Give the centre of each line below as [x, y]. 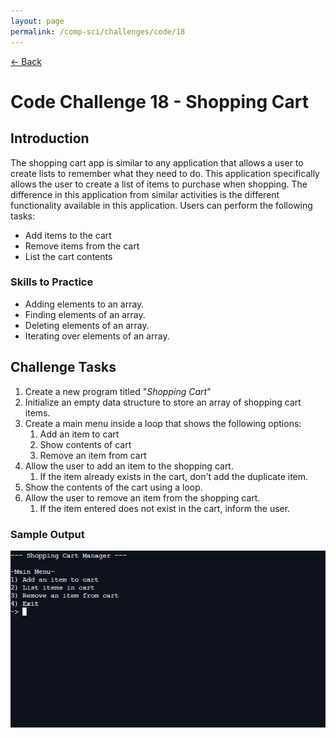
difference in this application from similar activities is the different [145, 194]
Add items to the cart [68, 235]
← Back [26, 61]
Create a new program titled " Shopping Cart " [118, 391]
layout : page [37, 21]
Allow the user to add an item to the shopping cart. [129, 466]
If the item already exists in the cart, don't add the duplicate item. [174, 476]
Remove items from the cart [82, 246]
